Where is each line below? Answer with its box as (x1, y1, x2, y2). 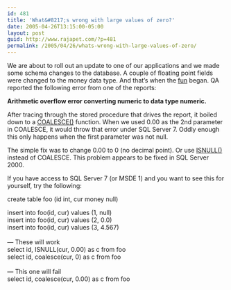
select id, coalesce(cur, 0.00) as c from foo (7, 275, 130, 283)
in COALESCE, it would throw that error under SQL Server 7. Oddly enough (7, 126, 220, 133)
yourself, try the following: (7, 182, 82, 189)
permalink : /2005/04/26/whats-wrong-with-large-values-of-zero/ (7, 42, 197, 49)
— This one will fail (7, 268, 61, 275)
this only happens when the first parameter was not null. (7, 133, 169, 141)
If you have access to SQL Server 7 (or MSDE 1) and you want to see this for (7, 174, 224, 182)
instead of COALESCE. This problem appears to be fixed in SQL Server (7, 153, 209, 162)
